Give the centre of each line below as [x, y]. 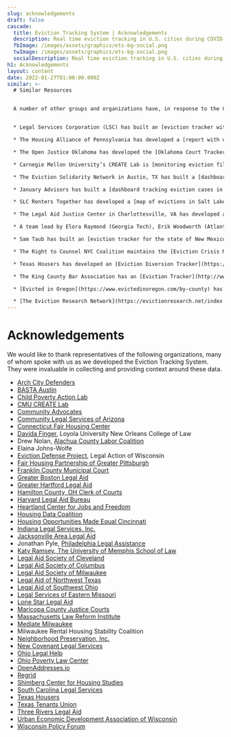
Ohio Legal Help [40, 653]
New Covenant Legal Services [60, 646]
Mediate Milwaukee [45, 624]
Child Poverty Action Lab [52, 397]
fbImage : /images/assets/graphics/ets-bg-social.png [90, 45]
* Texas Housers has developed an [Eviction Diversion [93, 264]
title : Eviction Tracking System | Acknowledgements [90, 33]
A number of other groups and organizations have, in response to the [117, 109]
